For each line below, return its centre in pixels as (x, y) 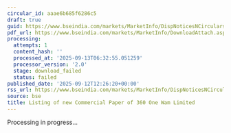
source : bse (24, 97)
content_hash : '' (38, 52)
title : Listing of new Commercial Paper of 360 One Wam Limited (101, 103)
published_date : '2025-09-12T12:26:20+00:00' (73, 84)
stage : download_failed (47, 71)
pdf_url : (20, 33)
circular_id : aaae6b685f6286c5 (52, 13)
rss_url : (20, 90)
